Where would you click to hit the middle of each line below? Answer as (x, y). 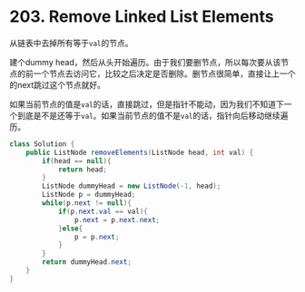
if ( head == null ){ (77, 161)
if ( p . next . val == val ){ (103, 211)
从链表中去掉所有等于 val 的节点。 (71, 43)
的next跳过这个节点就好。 (58, 84)
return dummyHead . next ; (87, 262)
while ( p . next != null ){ (87, 203)
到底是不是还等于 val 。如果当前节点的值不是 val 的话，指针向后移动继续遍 (152, 115)
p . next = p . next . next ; (117, 219)
